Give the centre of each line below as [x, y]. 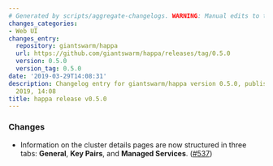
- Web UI [23, 31]
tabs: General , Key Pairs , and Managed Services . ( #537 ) [116, 153]
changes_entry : [34, 38]
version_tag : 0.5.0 [49, 69]
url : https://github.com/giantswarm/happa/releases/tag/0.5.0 [123, 53]
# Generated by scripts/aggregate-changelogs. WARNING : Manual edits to [134, 16]
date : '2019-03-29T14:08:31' [58, 76]
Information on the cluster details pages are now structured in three [133, 145]
